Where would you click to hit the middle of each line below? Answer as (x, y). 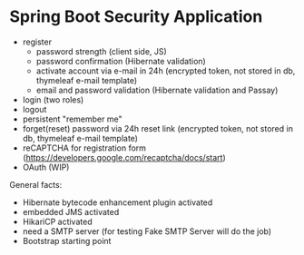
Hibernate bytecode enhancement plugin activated (118, 202)
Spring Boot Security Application (136, 17)
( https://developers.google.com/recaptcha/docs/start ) (124, 157)
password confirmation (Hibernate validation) (121, 61)
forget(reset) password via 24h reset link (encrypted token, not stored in (157, 128)
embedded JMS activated (71, 211)
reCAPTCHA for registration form (84, 148)
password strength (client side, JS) (102, 51)
